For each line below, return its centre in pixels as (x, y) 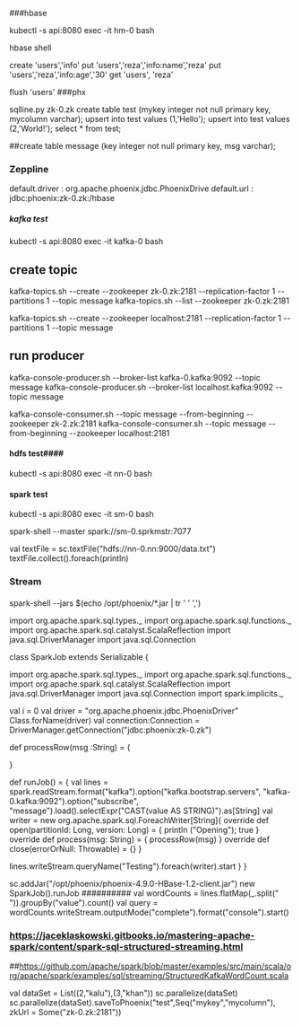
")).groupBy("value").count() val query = (84, 902)
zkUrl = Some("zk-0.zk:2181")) (65, 1013)
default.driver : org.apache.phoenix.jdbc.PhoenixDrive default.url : (131, 189)
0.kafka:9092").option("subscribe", (74, 801)
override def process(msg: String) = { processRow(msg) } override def (140, 839)
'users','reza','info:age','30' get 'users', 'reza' (91, 75)
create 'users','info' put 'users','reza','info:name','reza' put (115, 65)
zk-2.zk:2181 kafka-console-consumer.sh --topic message (159, 423)
